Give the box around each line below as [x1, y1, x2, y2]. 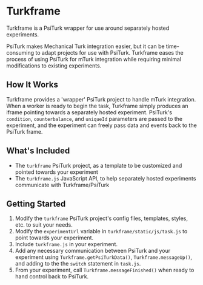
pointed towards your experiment [15, 168, 99, 176]
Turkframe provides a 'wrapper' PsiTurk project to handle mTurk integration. [6, 95, 196, 103]
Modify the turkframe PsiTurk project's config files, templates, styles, [15, 215, 188, 222]
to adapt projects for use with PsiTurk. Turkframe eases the [35, 49, 184, 56]
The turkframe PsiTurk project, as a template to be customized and [15, 162, 182, 169]
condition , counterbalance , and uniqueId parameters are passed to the [6, 115, 183, 122]
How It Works [6, 80, 59, 90]
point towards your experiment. [15, 234, 94, 241]
